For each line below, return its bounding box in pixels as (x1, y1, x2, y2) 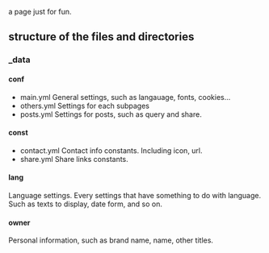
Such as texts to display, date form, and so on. (8, 199, 163, 209)
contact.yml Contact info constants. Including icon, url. (19, 145, 204, 156)
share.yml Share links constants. (19, 154, 129, 164)
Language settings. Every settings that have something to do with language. (8, 190, 262, 200)
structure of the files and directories (8, 30, 195, 44)
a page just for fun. (8, 7, 72, 16)
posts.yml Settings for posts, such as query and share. (19, 109, 202, 119)
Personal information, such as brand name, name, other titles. (8, 235, 214, 245)
